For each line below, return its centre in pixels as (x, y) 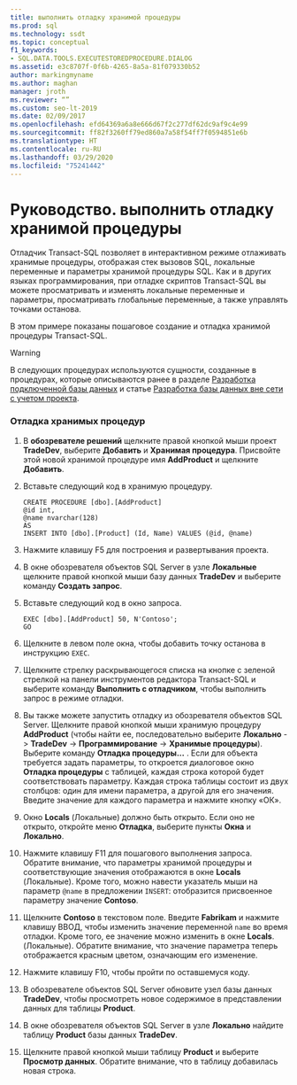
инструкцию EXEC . (56, 653)
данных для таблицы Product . (79, 1008)
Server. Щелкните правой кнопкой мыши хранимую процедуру (142, 725)
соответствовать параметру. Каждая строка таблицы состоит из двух (156, 781)
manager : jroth (38, 91)
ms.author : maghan (44, 83)
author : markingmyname (52, 75)
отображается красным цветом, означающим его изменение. (140, 955)
